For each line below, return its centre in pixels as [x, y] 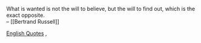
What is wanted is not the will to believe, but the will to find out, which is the [101, 9]
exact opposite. [26, 15]
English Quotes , [27, 33]
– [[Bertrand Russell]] [33, 21]
